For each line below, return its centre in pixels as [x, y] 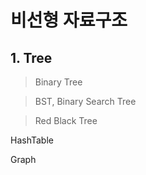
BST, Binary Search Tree [85, 101]
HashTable [32, 140]
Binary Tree [58, 82]
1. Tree [31, 57]
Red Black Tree [66, 120]
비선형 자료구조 [69, 20]
